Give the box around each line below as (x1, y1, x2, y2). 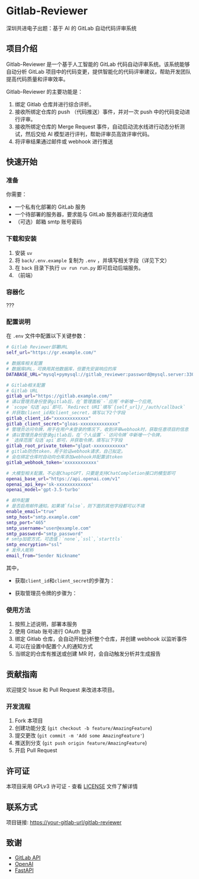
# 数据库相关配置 (6, 361, 43, 367)
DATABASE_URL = (6, 371, 41, 377)
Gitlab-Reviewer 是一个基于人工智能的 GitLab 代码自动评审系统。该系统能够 (6, 61, 190, 68)
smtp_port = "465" (6, 519, 46, 525)
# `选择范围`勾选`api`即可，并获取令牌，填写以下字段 (6, 437, 123, 443)
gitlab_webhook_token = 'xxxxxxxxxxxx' (6, 459, 99, 465)
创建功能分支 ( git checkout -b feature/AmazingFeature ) (14, 724, 152, 732)
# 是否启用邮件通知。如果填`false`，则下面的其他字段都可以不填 (6, 503, 145, 509)
